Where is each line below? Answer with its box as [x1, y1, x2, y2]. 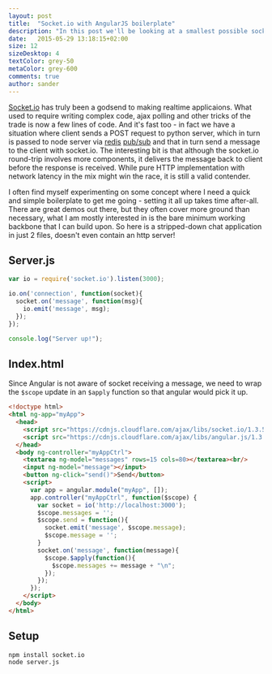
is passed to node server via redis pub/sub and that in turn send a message [8, 136, 261, 146]
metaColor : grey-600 [8, 65, 79, 73]
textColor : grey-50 [8, 58, 74, 66]
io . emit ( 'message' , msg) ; [23, 305, 111, 313]
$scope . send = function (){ [37, 516, 129, 525]
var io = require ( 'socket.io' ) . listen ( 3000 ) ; [8, 275, 164, 283]
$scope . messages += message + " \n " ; [51, 561, 176, 569]
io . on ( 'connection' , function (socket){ [8, 290, 143, 298]
